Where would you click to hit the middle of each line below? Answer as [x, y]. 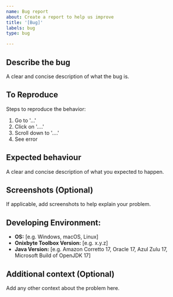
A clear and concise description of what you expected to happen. [85, 171]
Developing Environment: [54, 223]
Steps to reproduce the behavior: [46, 109]
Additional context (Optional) [60, 274]
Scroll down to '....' [37, 133]
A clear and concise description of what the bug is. [68, 76]
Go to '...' [25, 120]
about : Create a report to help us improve [60, 17]
